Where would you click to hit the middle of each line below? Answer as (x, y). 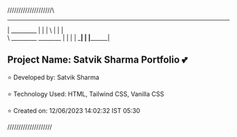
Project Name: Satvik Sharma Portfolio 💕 (98, 60)
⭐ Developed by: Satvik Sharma (54, 77)
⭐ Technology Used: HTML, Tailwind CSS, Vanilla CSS (86, 93)
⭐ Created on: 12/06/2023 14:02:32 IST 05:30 (74, 110)
